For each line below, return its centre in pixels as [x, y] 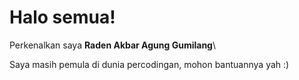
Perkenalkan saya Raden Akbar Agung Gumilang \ [113, 45]
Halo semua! [62, 17]
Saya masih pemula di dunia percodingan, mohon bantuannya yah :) [149, 64]
